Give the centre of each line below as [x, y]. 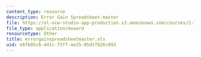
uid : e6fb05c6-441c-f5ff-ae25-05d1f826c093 [61, 45]
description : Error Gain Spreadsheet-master [63, 17]
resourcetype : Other [32, 34]
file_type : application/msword [45, 28]
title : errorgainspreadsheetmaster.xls [56, 39]
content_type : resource [36, 12]
